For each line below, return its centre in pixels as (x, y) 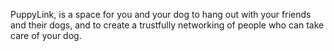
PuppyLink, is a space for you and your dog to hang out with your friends (161, 14)
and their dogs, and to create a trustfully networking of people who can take (167, 25)
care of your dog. (46, 35)
